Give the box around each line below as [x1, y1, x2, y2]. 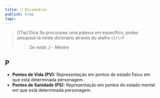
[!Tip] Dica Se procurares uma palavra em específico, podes [17, 30, 139, 36]
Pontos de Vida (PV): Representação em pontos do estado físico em [12, 72, 150, 77]
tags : [5, 16, 16, 21]
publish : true [5, 12, 34, 17]
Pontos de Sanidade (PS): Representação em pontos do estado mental [12, 82, 155, 88]
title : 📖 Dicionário [5, 7, 47, 12]
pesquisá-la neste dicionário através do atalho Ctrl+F [17, 35, 125, 41]
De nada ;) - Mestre [29, 45, 69, 50]
